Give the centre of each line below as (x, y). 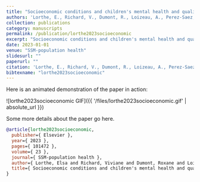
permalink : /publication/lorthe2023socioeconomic (69, 34)
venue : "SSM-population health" (46, 51)
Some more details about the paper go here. (60, 119)
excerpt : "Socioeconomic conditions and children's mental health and (96, 39)
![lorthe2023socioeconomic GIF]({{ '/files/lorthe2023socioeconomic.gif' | (96, 101)
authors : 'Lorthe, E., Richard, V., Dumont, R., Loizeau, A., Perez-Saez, (101, 17)
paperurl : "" (22, 61)
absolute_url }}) (25, 107)
